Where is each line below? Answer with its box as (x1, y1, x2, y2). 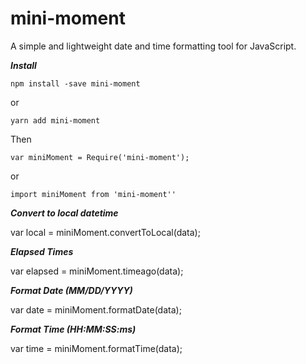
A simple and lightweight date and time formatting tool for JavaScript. (10, 40, 297, 52)
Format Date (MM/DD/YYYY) (10, 284, 133, 296)
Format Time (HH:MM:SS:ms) (10, 323, 137, 335)
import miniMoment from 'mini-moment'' (10, 189, 177, 199)
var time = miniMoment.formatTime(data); (10, 342, 183, 354)
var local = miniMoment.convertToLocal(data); (10, 226, 201, 238)
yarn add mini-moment (10, 115, 101, 126)
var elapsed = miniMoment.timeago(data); (10, 265, 184, 277)
